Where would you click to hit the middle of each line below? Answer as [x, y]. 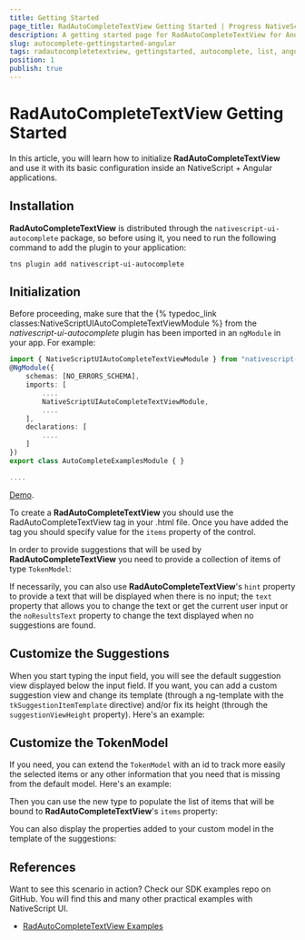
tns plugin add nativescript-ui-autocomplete [97, 264]
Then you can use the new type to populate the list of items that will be [142, 802]
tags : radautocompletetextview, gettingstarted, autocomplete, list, [144, 52]
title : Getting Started [54, 18]
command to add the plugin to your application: [98, 248]
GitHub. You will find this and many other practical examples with [131, 899]
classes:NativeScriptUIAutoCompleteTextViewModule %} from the [133, 323]
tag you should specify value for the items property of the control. [133, 531]
